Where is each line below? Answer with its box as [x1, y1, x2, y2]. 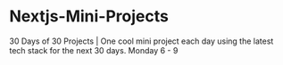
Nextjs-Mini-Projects [9, 6, 170, 27]
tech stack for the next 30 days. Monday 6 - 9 [9, 45, 179, 55]
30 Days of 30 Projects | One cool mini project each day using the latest [9, 36, 274, 46]
